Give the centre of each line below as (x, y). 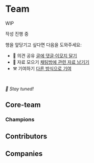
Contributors (26, 136)
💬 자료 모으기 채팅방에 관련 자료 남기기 (51, 62)
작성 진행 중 (17, 33)
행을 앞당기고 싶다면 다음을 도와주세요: (43, 45)
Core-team (23, 105)
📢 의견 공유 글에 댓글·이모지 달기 (45, 56)
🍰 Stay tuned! (20, 88)
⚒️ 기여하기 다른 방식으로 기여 (42, 68)
